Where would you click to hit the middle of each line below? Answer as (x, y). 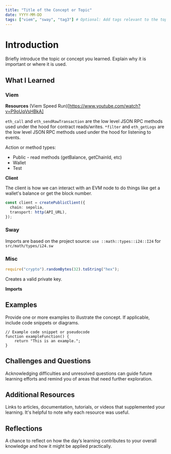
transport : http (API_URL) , (38, 212)
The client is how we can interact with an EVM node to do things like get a (83, 188)
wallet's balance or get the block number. (49, 193)
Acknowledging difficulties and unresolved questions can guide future (79, 373)
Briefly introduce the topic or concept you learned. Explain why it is (76, 59)
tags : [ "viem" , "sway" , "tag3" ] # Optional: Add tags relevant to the (82, 19)
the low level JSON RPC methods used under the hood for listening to (78, 132)
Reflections (24, 428)
